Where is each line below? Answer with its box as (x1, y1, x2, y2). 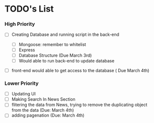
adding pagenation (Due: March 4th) (11, 112, 85, 118)
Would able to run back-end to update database (18, 58, 115, 63)
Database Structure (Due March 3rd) (18, 52, 92, 58)
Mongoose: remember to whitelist (18, 41, 86, 47)
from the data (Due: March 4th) (11, 108, 74, 113)
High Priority (4, 21, 35, 28)
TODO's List (4, 3, 54, 15)
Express (18, 47, 35, 53)
